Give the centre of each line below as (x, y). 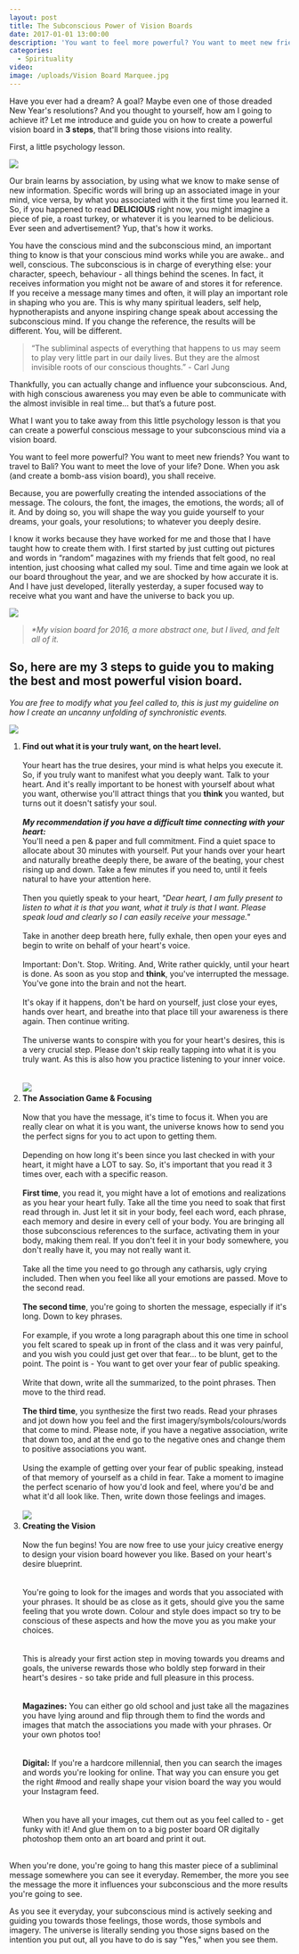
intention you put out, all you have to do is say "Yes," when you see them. (144, 1939)
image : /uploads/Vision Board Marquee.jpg (89, 76)
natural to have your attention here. (86, 879)
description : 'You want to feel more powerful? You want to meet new (141, 42)
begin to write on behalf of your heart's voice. (106, 945)
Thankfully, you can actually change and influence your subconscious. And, (148, 384)
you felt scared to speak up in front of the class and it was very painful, (153, 1345)
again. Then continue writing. (76, 1021)
